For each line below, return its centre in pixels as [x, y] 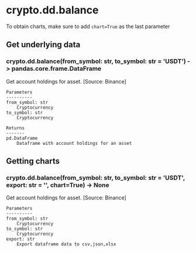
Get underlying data [43, 45]
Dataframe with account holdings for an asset [74, 143]
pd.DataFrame [22, 138]
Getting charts [33, 161]
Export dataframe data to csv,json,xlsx [66, 244]
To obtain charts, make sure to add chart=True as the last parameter [88, 26]
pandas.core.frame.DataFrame [56, 69]
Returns [16, 128]
